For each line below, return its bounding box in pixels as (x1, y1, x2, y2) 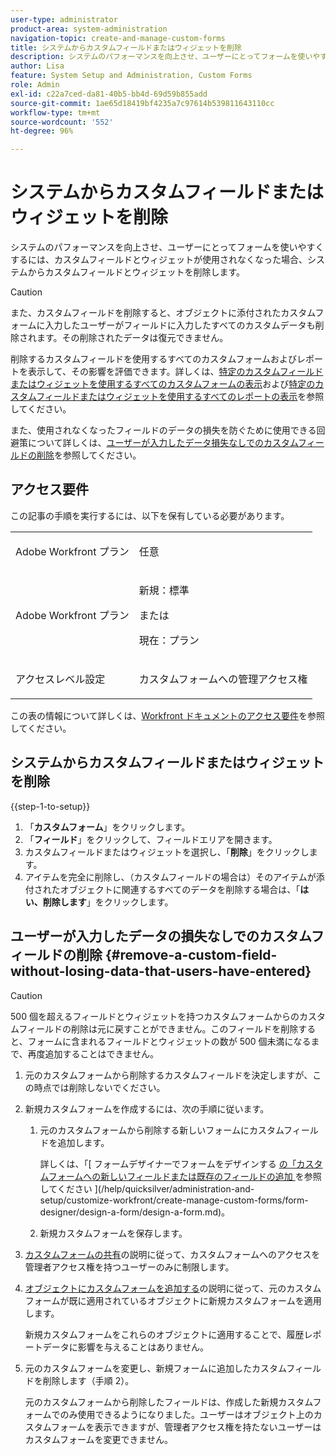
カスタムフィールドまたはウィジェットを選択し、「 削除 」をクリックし (24, 846, 310, 858)
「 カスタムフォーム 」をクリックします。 (24, 821, 191, 833)
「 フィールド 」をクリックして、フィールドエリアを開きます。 (24, 833, 278, 845)
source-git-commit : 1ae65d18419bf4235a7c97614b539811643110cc (10, 98, 275, 108)
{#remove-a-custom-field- (104, 947, 278, 964)
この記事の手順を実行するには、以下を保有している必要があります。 (10, 509, 290, 521)
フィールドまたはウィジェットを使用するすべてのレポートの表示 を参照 (36, 391, 325, 403)
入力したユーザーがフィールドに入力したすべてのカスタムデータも (44, 319, 316, 331)
